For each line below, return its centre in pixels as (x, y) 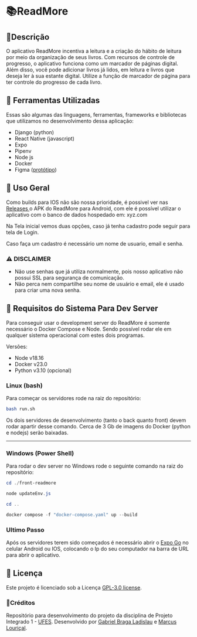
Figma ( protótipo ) (35, 169)
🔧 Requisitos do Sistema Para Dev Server (82, 309)
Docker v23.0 (31, 364)
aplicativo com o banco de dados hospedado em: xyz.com (77, 214)
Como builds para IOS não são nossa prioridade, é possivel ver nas (87, 202)
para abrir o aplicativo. (33, 555)
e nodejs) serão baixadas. (37, 432)
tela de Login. (23, 232)
